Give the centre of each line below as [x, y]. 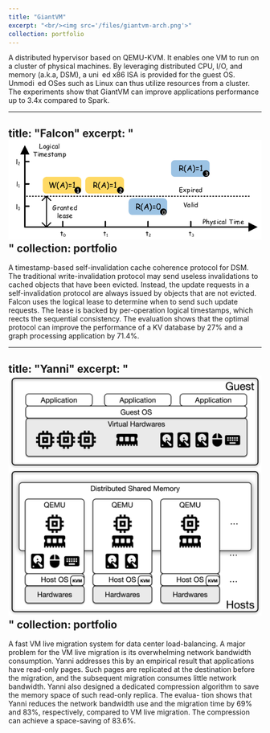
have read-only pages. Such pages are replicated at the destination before [132, 670]
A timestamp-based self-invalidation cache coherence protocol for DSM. [129, 268]
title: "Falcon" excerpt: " [71, 133]
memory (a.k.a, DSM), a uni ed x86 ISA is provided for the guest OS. [122, 75]
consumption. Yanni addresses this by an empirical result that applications [131, 661]
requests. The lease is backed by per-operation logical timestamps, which [131, 310]
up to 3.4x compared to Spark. [59, 100]
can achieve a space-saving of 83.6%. [72, 721]
